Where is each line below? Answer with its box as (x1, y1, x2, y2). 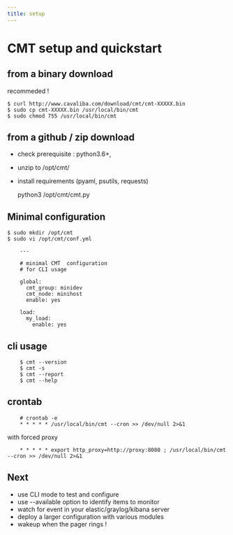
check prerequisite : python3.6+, (17, 150, 112, 158)
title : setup (7, 10, 45, 17)
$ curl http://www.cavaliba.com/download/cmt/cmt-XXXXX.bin (7, 100, 186, 107)
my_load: (25, 315, 52, 322)
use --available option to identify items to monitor (17, 497, 160, 506)
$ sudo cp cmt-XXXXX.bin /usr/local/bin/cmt (7, 106, 139, 113)
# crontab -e (20, 414, 58, 422)
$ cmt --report (20, 371, 64, 378)
